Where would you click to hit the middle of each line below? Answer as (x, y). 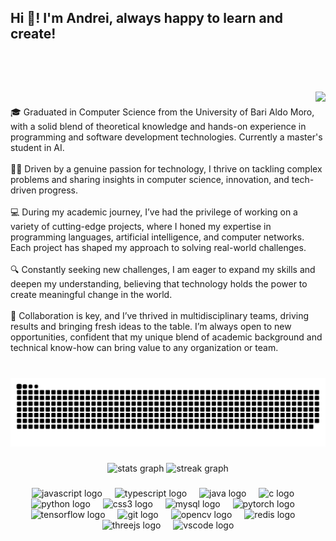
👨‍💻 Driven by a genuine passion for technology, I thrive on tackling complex (166, 169)
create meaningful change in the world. (91, 295)
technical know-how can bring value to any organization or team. (144, 348)
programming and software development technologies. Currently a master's (166, 137)
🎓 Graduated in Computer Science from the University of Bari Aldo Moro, (162, 112)
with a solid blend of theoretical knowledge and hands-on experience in (158, 127)
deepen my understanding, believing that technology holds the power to (159, 284)
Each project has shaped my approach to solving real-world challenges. (158, 248)
